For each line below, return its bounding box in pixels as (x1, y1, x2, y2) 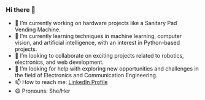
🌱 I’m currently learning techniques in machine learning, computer (14, 33, 182, 40)
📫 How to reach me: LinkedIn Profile (14, 79, 108, 86)
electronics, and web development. (14, 58, 104, 66)
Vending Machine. (14, 26, 61, 33)
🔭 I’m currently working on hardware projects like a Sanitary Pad (14, 20, 177, 27)
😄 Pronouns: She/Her (14, 87, 71, 94)
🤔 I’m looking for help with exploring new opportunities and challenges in (14, 65, 199, 72)
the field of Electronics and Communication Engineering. (14, 72, 158, 79)
